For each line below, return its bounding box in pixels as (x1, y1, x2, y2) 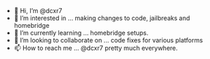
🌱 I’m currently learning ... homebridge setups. (13, 28, 149, 37)
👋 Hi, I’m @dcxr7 (13, 7, 63, 15)
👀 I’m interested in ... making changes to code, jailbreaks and (13, 14, 190, 22)
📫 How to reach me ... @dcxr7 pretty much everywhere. (13, 44, 178, 52)
